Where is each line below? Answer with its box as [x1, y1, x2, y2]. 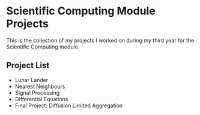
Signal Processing [14, 89, 60, 96]
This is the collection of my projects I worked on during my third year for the [6, 37, 195, 44]
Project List [6, 60, 50, 71]
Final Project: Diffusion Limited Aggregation [14, 102, 123, 109]
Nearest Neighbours [14, 83, 65, 90]
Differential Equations [14, 95, 68, 102]
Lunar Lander [14, 76, 49, 83]
